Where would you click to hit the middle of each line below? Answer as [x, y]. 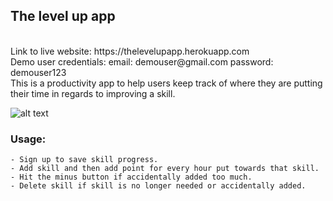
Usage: [28, 139]
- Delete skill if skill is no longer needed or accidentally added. [158, 186]
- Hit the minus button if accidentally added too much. [131, 177]
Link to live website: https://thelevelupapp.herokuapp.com [130, 51]
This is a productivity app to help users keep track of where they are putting [166, 83]
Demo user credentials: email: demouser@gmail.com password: [142, 61]
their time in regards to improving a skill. [93, 93]
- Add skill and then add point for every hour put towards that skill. [165, 169]
